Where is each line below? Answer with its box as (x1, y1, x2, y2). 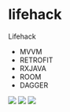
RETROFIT (19, 55, 53, 65)
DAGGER (19, 80, 49, 90)
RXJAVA (19, 63, 47, 73)
